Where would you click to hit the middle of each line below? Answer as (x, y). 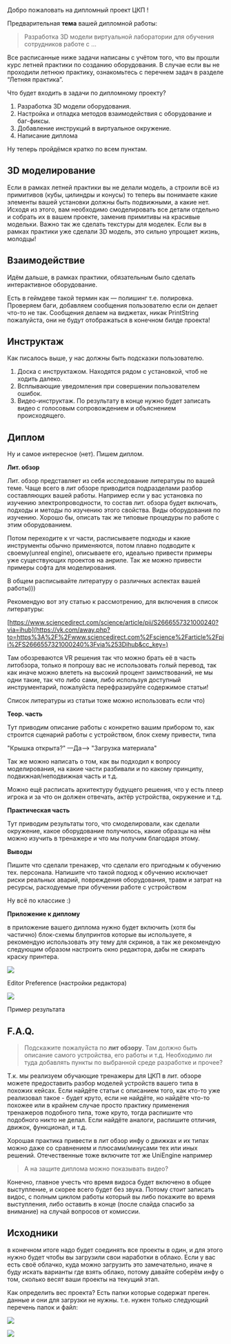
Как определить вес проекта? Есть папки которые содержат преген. (109, 1292)
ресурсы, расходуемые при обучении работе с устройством (97, 887)
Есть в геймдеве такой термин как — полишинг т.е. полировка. (100, 298)
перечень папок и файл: (42, 1307)
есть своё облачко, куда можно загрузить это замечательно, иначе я (110, 1265)
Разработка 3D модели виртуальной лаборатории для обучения (119, 37)
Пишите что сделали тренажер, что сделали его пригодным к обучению (114, 865)
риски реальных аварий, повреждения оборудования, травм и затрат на (114, 880)
